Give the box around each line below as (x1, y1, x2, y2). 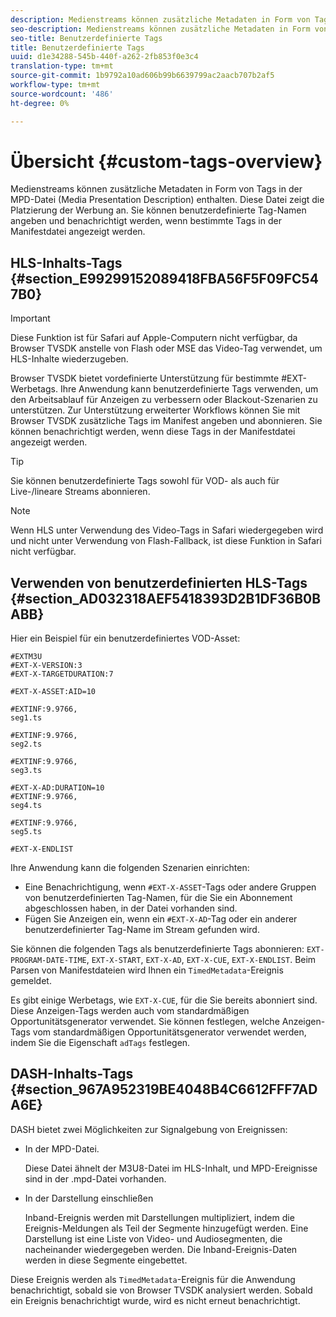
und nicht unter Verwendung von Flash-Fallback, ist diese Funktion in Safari (10, 535, 322, 547)
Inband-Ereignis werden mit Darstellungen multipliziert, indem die (24, 1211, 295, 1223)
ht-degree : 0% (10, 98, 70, 108)
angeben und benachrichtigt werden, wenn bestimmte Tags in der (10, 215, 282, 227)
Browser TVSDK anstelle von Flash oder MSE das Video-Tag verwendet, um (10, 342, 323, 355)
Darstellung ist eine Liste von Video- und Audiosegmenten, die (24, 1232, 283, 1245)
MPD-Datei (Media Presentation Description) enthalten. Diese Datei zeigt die (10, 194, 325, 206)
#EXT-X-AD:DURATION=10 (10, 783, 105, 793)
